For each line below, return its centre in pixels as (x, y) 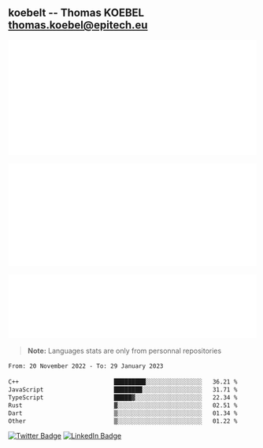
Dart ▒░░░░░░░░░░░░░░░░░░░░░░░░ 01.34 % (123, 413)
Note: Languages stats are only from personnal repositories (124, 351)
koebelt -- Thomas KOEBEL (76, 13)
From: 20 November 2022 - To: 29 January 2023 (86, 366)
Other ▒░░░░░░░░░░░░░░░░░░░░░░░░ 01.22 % (123, 421)
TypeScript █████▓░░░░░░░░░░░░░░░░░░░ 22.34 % (123, 398)
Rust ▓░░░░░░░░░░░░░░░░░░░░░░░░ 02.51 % (123, 406)
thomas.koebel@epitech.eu (78, 26)
